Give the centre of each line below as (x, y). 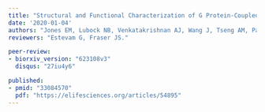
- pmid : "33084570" (40, 88)
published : (26, 80)
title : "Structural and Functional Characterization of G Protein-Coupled (134, 15)
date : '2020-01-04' (40, 23)
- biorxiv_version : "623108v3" (60, 59)
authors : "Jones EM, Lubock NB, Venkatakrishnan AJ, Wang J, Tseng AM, (128, 30)
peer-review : (30, 52)
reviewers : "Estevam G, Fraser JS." (68, 37)
